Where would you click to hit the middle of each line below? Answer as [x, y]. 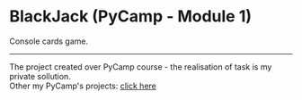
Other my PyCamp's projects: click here [83, 86]
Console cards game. [49, 41]
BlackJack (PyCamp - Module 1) [131, 17]
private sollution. [40, 76]
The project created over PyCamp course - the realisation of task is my [141, 67]
